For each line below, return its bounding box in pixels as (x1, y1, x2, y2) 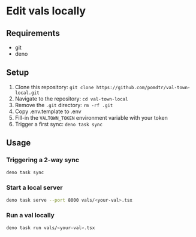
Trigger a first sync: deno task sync (14, 120, 103, 127)
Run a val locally (6, 211, 55, 220)
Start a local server (6, 184, 63, 192)
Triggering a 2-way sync (6, 156, 80, 164)
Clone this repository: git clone (14, 83, 94, 90)
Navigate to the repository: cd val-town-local (14, 95, 128, 102)
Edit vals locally (6, 4, 86, 18)
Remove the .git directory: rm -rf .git (14, 101, 113, 108)
